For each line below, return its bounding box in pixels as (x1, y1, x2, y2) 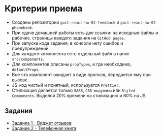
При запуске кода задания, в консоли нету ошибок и (11, 40, 124, 46)
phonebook (11, 25, 33, 30)
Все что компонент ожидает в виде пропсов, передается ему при (11, 71, 151, 77)
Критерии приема (4, 3, 83, 14)
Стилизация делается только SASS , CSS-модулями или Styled (11, 87, 135, 93)
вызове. (11, 77, 29, 83)
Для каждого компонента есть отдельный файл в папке (11, 50, 130, 57)
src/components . (11, 56, 45, 62)
